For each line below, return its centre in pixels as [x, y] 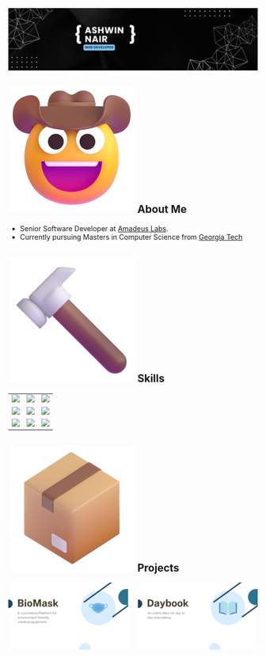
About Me [162, 209]
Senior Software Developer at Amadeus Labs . [94, 228]
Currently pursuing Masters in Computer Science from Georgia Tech [131, 237]
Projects [158, 568]
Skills [151, 379]
